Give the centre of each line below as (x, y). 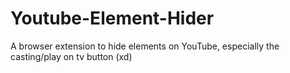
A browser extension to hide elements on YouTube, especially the (145, 46)
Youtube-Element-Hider (112, 18)
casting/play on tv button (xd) (71, 56)
